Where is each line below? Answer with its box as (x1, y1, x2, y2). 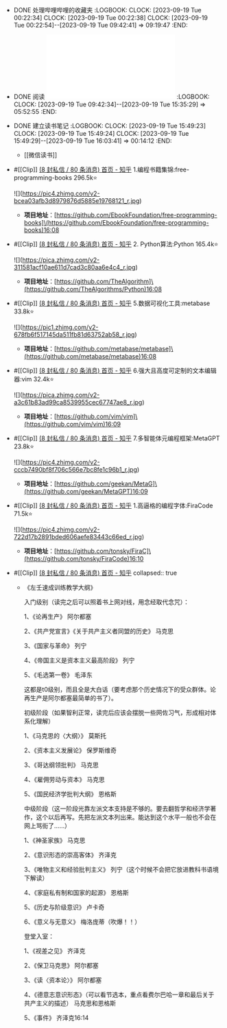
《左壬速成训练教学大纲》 (23, 584, 97, 591)
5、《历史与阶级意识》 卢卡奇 (23, 903, 105, 911)
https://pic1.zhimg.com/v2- (22, 323, 99, 331)
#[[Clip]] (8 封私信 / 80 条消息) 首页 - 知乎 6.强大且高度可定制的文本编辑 (13, 366, 217, 374)
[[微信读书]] (23, 151, 58, 159)
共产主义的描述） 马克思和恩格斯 (23, 999, 117, 1007)
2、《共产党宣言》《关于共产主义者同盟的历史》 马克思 (23, 627, 174, 635)
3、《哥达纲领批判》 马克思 (23, 761, 99, 769)
